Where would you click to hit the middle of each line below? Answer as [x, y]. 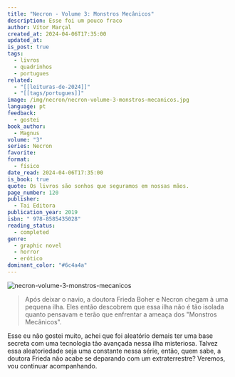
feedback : [22, 113]
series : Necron [30, 147]
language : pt [27, 107]
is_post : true [28, 47]
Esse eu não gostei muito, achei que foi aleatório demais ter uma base [110, 336]
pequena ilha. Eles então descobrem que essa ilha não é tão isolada [124, 307]
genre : [17, 239]
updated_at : [25, 41]
